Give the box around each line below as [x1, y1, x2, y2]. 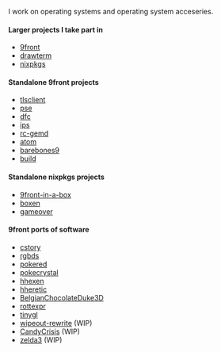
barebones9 [19, 146, 60, 155]
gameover [19, 206, 53, 216]
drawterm [19, 51, 52, 60]
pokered [19, 259, 48, 269]
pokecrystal [19, 267, 59, 277]
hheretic [19, 285, 48, 294]
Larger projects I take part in [8, 25, 103, 34]
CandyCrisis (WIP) [19, 327, 81, 336]
